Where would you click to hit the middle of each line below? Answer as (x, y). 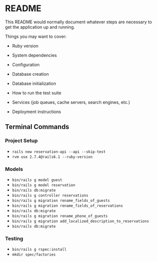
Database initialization (34, 83)
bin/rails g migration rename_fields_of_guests (61, 200)
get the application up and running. (40, 27)
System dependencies (34, 55)
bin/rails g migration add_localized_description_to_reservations (80, 221)
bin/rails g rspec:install (39, 250)
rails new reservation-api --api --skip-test (59, 152)
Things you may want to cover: (36, 36)
